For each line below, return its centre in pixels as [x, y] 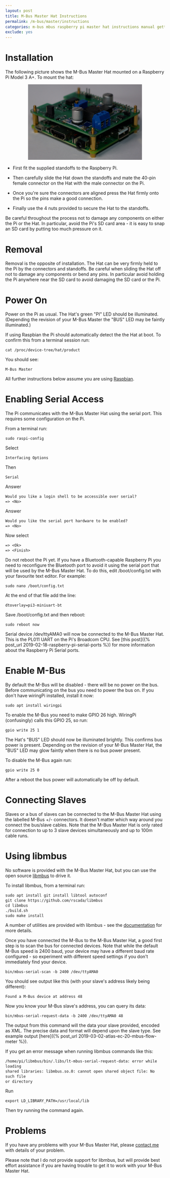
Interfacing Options [27, 458]
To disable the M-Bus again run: [39, 760]
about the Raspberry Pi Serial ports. [42, 650]
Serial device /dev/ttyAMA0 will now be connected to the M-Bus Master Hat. [85, 634]
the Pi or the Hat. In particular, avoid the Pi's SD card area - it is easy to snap [85, 224]
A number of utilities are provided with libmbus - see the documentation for [84, 925]
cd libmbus [17, 906]
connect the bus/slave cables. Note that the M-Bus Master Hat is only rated [84, 825]
